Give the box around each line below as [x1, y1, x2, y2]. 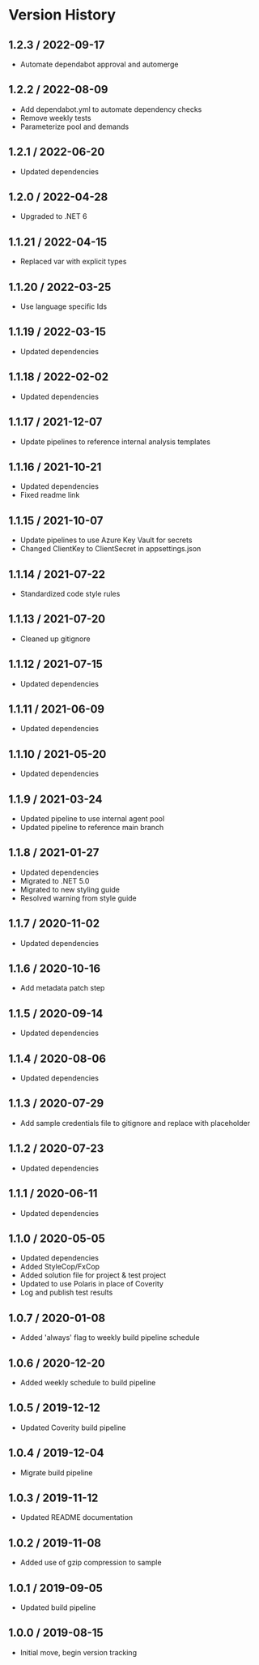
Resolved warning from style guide [19, 893, 138, 903]
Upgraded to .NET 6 [19, 212, 87, 221]
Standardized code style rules [19, 589, 121, 598]
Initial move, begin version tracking [19, 1647, 138, 1657]
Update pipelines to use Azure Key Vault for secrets [19, 535, 193, 545]
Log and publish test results [19, 1287, 113, 1298]
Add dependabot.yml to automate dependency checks [19, 104, 202, 114]
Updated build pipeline [19, 1603, 96, 1612]
